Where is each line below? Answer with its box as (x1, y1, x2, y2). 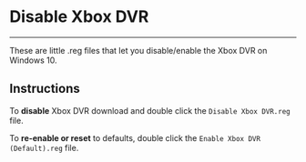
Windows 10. (9, 55, 57, 66)
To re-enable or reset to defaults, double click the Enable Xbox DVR (9, 132, 261, 143)
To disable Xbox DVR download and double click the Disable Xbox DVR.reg (9, 105, 291, 116)
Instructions (9, 81, 80, 96)
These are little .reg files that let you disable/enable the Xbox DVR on (9, 45, 268, 56)
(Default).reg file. (9, 142, 79, 153)
